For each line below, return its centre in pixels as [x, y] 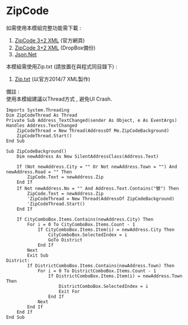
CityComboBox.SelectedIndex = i [88, 235]
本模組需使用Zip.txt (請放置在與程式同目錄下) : [62, 67]
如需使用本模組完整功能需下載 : [43, 28]
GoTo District [65, 240]
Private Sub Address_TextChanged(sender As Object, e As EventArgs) [92, 120]
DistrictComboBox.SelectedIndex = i [103, 286]
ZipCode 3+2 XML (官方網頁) [50, 40]
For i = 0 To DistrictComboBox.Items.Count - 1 [97, 271]
